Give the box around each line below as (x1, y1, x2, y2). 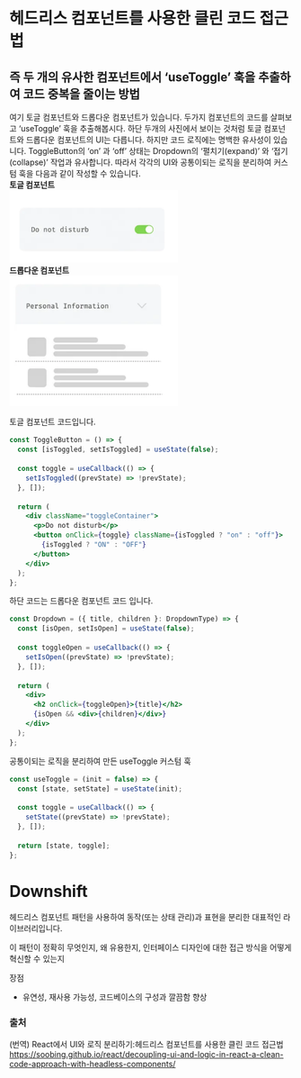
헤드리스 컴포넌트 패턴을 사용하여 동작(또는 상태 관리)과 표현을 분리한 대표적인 (9, 911, 281, 923)
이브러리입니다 (9, 923, 61, 934)
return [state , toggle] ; (17, 841, 111, 850)
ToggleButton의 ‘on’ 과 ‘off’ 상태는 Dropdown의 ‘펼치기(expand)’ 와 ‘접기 (28, 146, 288, 156)
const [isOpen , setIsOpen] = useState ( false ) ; (17, 624, 195, 633)
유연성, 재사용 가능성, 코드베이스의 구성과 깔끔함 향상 (22, 992, 208, 1002)
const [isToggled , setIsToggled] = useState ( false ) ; (17, 445, 219, 455)
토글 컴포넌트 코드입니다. (9, 416, 96, 428)
